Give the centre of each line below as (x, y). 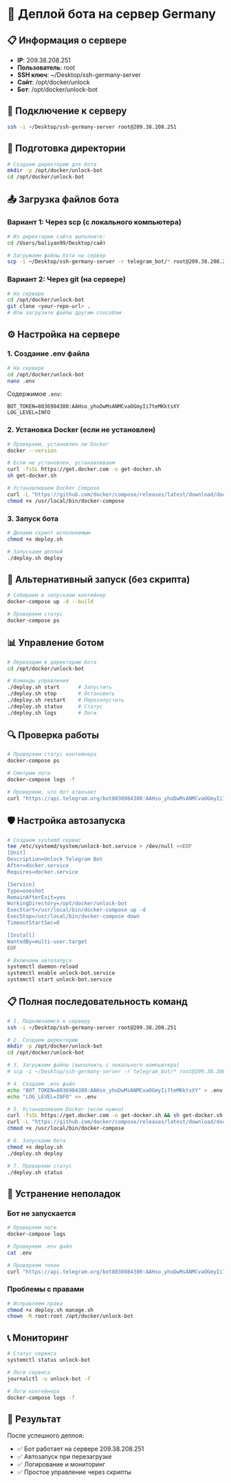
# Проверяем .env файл (40, 1246)
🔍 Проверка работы (53, 735)
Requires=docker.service (43, 872)
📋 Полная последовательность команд (97, 1002)
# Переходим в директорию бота (52, 662)
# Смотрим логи (29, 773)
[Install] (21, 935)
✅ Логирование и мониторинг (61, 1464)
